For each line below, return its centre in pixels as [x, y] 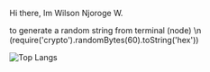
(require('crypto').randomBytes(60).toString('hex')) [104, 40]
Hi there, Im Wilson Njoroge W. [66, 13]
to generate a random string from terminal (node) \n [105, 30]
